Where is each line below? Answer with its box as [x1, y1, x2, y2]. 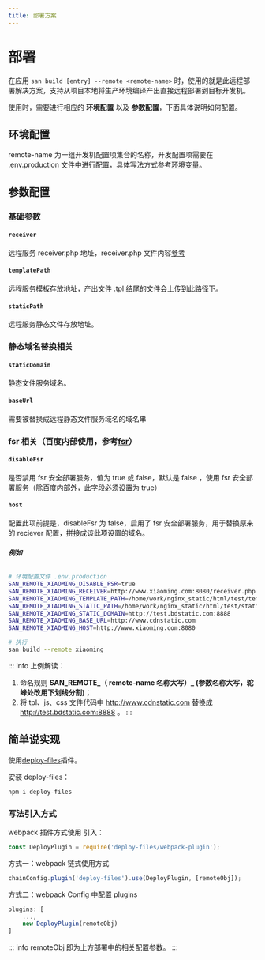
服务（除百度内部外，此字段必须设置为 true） [14, 483, 162, 492]
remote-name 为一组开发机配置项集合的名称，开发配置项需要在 [8, 150, 214, 160]
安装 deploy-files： [8, 772, 70, 781]
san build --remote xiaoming [8, 646, 104, 654]
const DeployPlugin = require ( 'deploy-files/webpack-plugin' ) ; [8, 843, 221, 851]
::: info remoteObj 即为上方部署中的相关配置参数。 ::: [8, 943, 178, 952]
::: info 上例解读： [8, 661, 65, 670]
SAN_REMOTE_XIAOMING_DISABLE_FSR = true [8, 580, 136, 589]
